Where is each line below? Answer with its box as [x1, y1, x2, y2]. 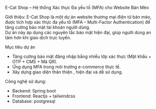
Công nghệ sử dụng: [5, 78, 46, 84]
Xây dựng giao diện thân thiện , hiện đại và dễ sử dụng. [12, 69, 123, 75]
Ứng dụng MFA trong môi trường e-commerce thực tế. [12, 64, 121, 70]
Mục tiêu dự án [5, 44, 36, 50]
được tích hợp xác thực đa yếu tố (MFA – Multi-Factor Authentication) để [5, 19, 151, 25]
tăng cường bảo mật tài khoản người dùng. [5, 24, 91, 30]
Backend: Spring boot [12, 88, 56, 93]
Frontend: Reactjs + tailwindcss [12, 93, 76, 99]
